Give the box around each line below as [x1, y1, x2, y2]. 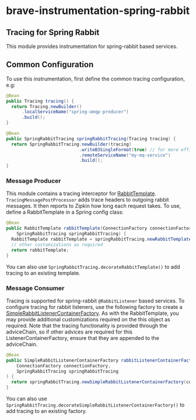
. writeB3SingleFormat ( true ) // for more [79, 147, 179, 152]
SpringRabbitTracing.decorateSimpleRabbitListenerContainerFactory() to [6, 401, 185, 408]
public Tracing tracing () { [6, 98, 75, 104]
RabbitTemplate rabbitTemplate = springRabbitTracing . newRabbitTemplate [11, 237, 192, 242]
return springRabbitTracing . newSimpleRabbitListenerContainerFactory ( [11, 379, 187, 385]
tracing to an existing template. [6, 269, 80, 276]
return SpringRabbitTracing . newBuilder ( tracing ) [11, 141, 132, 147]
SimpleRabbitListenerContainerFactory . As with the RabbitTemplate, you [6, 310, 179, 317]
